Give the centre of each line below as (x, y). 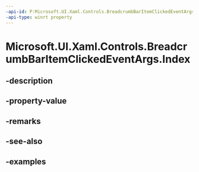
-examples (26, 162)
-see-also (24, 141)
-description (29, 81)
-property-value (36, 101)
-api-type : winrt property (39, 17)
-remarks (23, 121)
